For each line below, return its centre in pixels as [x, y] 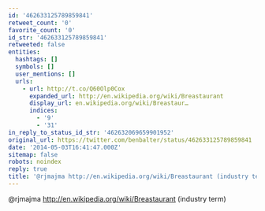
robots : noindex [35, 162]
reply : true [28, 169]
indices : [43, 111]
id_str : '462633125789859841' [58, 37]
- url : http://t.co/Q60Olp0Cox [74, 89]
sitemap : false [33, 154]
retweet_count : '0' [40, 23]
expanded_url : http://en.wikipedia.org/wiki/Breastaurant [126, 96]
